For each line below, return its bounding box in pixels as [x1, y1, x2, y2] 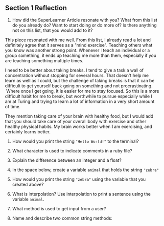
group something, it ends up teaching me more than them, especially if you [5, 52, 157, 58]
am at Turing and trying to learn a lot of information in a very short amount [5, 98, 155, 104]
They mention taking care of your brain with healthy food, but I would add [5, 113, 154, 119]
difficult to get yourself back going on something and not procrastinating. [5, 83, 153, 89]
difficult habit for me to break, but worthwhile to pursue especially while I [5, 93, 153, 99]
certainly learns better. [5, 128, 51, 134]
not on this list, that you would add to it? [12, 27, 93, 33]
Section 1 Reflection [5, 4, 67, 12]
